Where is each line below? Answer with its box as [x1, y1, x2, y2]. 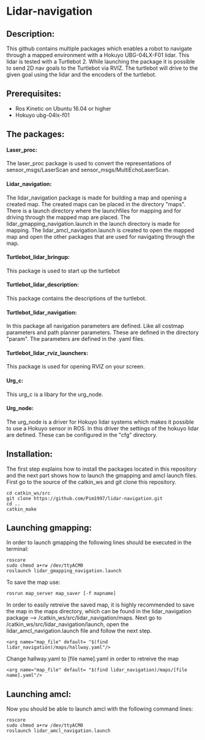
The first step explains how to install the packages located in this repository [6, 465, 197, 473]
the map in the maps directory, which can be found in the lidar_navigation [6, 608, 192, 615]
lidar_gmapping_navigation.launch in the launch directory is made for [6, 220, 181, 227]
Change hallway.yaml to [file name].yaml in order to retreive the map [6, 655, 179, 662]
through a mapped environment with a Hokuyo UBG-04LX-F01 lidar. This [6, 51, 190, 59]
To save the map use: [6, 578, 61, 586]
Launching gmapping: [6, 523, 92, 533]
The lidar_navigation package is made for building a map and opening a [6, 194, 187, 201]
